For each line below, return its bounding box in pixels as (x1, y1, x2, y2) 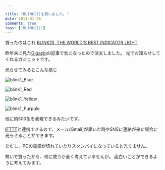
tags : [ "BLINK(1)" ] (5, 25, 46, 30)
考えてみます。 (13, 160, 44, 166)
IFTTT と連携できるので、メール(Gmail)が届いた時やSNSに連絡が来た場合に (5, 126, 158, 132)
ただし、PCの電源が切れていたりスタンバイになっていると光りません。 (5, 143, 150, 149)
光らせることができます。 (5, 132, 57, 139)
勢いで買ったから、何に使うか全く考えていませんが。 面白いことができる (5, 154, 154, 160)
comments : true (5, 21, 37, 26)
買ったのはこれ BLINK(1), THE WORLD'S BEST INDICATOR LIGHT (5, 40, 138, 46)
